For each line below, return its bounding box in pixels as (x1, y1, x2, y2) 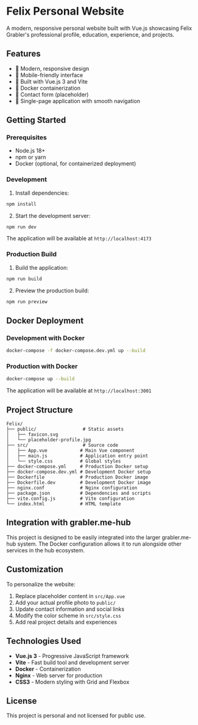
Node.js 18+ (15, 147, 46, 154)
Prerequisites (6, 133, 47, 142)
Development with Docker (6, 334, 85, 342)
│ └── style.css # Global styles (6, 458, 121, 464)
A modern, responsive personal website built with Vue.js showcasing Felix (6, 24, 193, 32)
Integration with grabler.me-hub (6, 518, 131, 528)
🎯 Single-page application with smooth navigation (15, 97, 140, 104)
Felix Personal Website (6, 4, 125, 18)
